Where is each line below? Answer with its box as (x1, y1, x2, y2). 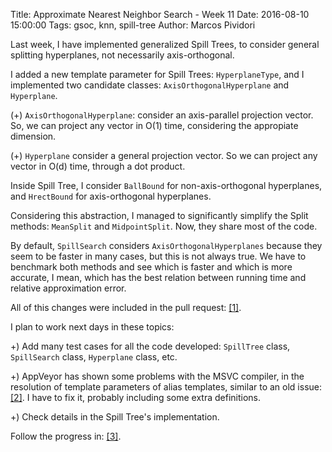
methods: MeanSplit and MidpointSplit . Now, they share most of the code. (10, 220, 318, 232)
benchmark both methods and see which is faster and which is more (10, 261, 293, 273)
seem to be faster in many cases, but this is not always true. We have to (10, 250, 307, 262)
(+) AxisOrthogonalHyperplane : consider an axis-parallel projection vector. (10, 109, 314, 121)
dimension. (10, 130, 57, 142)
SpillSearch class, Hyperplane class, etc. (10, 351, 178, 363)
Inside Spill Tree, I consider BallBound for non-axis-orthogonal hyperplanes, (10, 180, 323, 191)
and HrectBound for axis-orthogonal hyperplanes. (10, 190, 212, 202)
